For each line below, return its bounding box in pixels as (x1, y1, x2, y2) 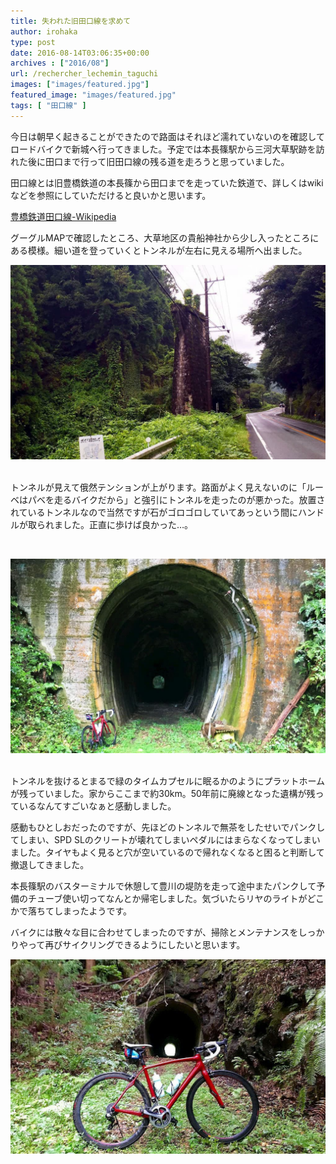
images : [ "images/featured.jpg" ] (10, 80, 150, 90)
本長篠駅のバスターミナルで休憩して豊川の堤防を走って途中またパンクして (10, 880, 317, 892)
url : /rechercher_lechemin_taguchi (10, 69, 159, 79)
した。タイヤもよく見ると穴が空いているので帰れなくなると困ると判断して (18, 846, 325, 859)
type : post (10, 37, 56, 47)
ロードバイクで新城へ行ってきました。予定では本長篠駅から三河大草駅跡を (10, 143, 317, 155)
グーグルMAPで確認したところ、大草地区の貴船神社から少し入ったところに (10, 231, 320, 244)
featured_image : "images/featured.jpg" (10, 90, 177, 100)
